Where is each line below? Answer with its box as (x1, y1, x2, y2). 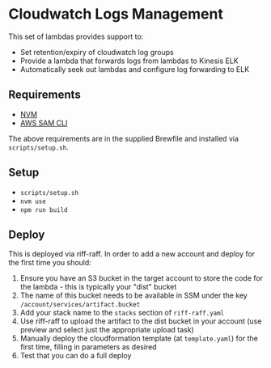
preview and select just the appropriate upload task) (19, 325, 194, 335)
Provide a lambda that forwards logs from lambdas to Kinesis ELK (19, 56, 239, 66)
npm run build (19, 205, 68, 214)
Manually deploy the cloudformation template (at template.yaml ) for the (19, 333, 259, 344)
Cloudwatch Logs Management (8, 5, 224, 23)
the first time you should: (8, 258, 91, 268)
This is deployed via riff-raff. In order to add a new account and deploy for (8, 249, 256, 259)
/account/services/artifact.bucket (19, 301, 141, 309)
